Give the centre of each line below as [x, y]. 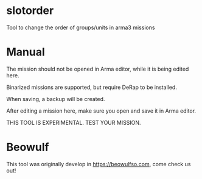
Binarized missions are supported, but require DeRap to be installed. [92, 87]
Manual [26, 52]
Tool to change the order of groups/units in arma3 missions [81, 27]
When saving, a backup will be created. [56, 99]
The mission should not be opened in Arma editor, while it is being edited [98, 69]
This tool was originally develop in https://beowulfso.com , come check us [99, 164]
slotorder [30, 11]
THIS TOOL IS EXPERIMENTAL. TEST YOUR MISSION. [74, 122]
